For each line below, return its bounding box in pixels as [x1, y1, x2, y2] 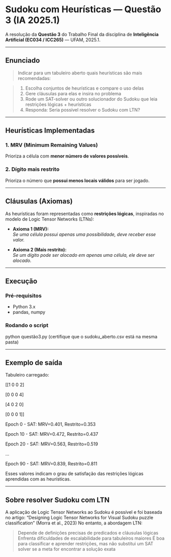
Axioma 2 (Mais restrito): [12, 246, 67, 253]
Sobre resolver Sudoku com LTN [5, 495, 110, 504]
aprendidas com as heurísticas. [5, 476, 71, 482]
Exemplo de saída [5, 358, 63, 367]
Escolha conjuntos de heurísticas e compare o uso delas [25, 85, 144, 91]
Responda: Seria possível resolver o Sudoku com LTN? [25, 107, 140, 113]
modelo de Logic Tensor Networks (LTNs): [5, 216, 94, 222]
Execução [5, 277, 38, 285]
